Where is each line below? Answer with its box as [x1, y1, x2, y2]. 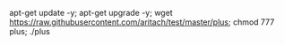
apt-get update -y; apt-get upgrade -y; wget [9, 8, 173, 18]
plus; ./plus [9, 26, 51, 36]
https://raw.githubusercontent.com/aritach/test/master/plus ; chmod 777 [9, 17, 275, 27]
